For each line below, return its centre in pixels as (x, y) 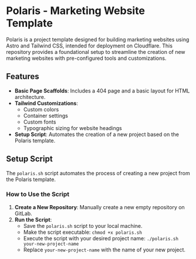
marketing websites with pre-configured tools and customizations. (86, 58)
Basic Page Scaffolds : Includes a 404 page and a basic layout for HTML (102, 91)
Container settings (46, 115)
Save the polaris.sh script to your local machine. (83, 226)
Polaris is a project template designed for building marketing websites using (98, 39)
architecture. (30, 97)
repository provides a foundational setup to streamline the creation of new (96, 52)
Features (23, 76)
